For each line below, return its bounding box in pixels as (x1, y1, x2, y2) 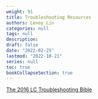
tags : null (6, 31, 33, 37)
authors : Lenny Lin (6, 20, 55, 26)
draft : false (6, 42, 39, 48)
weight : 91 (6, 8, 33, 15)
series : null (6, 58, 39, 64)
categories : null (6, 25, 49, 32)
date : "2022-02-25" (6, 48, 55, 54)
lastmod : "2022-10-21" (6, 53, 62, 59)
